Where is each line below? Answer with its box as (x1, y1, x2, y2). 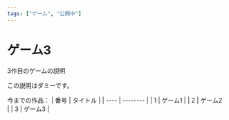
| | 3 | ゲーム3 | (7, 105, 50, 113)
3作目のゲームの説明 (7, 67, 66, 75)
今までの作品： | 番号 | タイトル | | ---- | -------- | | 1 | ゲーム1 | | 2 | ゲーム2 (7, 96, 223, 104)
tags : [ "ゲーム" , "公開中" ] (7, 10, 82, 17)
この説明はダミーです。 (7, 81, 73, 89)
